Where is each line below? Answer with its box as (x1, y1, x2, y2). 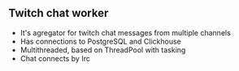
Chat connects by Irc (20, 53, 91, 63)
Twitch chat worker (8, 6, 109, 20)
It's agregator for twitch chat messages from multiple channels (20, 27, 232, 37)
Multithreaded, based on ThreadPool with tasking (20, 44, 186, 55)
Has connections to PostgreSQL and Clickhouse (20, 36, 181, 46)
